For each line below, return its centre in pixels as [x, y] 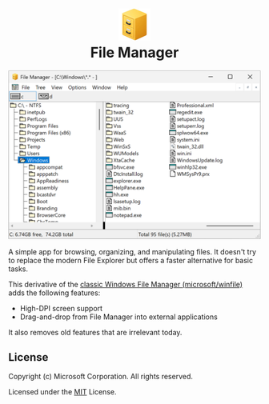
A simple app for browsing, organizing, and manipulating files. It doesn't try [132, 251]
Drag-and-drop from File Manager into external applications [118, 317]
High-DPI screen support [61, 308]
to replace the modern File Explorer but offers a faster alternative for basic [131, 260]
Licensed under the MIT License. [62, 392]
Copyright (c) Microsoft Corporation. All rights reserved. [101, 377]
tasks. [18, 269]
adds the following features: [54, 293]
